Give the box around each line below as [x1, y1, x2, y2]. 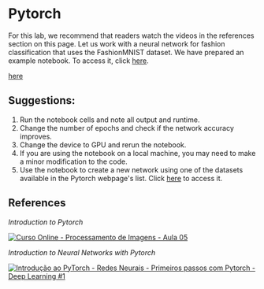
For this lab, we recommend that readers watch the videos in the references [8, 31, 255, 40]
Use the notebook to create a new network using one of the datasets [19, 165, 244, 174]
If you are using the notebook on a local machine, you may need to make [19, 148, 256, 157]
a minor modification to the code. [19, 157, 128, 166]
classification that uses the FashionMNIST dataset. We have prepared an [8, 47, 244, 57]
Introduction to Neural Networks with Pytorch [8, 247, 156, 257]
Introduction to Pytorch [8, 217, 84, 227]
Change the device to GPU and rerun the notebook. [19, 139, 187, 150]
